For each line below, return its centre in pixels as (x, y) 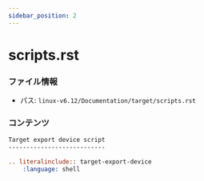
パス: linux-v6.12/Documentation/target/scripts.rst (108, 100)
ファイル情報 (33, 81)
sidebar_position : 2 (43, 16)
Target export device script (57, 140)
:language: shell (52, 169)
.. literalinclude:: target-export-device (80, 162)
